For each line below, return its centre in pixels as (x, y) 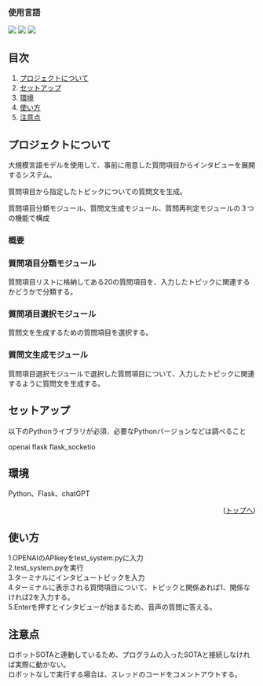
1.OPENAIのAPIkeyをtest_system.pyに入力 (76, 558)
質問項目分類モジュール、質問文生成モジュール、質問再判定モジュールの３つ (131, 208)
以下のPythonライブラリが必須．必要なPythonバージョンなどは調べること (127, 431)
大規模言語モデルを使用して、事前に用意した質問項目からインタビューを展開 (131, 165)
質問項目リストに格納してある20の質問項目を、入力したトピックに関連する (129, 282)
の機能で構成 (29, 218)
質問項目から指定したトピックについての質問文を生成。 (97, 191)
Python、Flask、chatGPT (49, 493)
